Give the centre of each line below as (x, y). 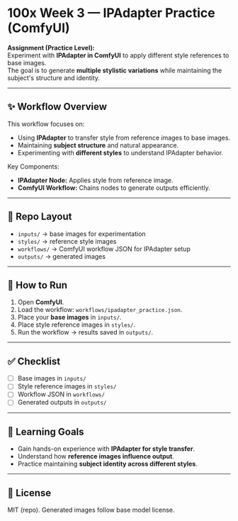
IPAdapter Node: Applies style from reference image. (95, 180)
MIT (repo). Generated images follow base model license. (91, 510)
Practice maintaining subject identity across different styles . (108, 464)
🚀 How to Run (38, 285)
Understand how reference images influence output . (96, 456)
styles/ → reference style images (67, 241)
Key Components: (33, 166)
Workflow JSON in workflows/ (61, 394)
